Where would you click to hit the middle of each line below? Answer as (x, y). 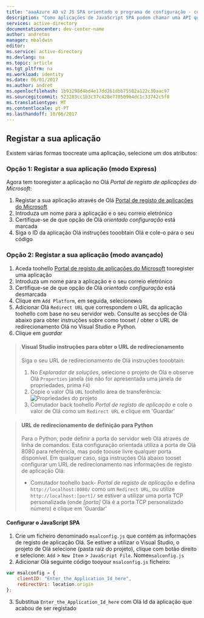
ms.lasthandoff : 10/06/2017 (42, 114)
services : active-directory (42, 23)
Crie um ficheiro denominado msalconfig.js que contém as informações (106, 536)
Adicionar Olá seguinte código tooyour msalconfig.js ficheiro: (93, 562)
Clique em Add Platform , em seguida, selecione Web (79, 300)
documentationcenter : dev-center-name (55, 29)
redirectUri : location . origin (56, 585)
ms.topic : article (29, 63)
